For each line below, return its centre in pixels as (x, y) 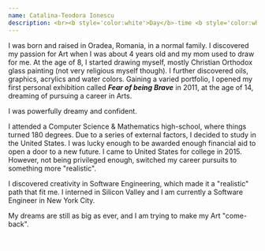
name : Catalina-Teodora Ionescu (61, 15)
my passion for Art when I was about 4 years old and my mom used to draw (131, 54)
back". (19, 224)
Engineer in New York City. (52, 200)
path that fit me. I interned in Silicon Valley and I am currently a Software (125, 192)
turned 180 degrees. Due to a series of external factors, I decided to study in (132, 134)
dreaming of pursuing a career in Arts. (70, 96)
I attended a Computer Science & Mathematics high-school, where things (127, 126)
